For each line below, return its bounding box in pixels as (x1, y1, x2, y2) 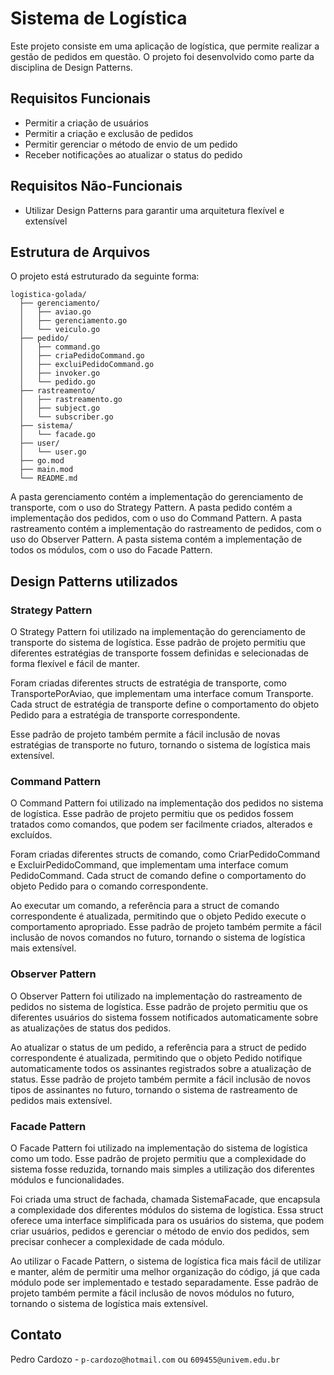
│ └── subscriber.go (19, 412, 114, 422)
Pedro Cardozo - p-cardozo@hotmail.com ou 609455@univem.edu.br (10, 1353, 281, 1365)
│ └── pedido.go (19, 377, 97, 387)
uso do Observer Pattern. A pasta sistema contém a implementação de (10, 533, 303, 546)
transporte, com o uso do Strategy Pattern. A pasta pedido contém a (10, 502, 293, 514)
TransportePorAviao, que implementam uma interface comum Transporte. (10, 688, 314, 700)
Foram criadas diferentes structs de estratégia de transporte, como (10, 677, 287, 689)
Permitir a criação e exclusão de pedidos (24, 127, 194, 139)
